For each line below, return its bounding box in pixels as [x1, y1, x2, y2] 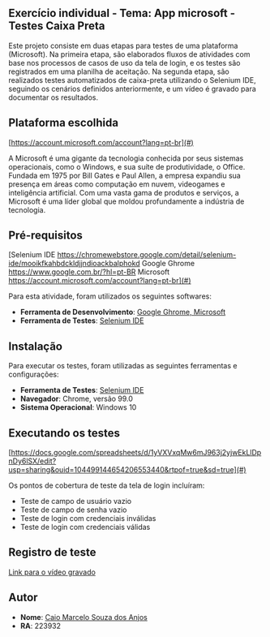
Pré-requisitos [8, 229, 84, 243]
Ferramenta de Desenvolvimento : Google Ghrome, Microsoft [19, 308, 226, 317]
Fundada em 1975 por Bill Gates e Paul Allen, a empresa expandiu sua [8, 170, 241, 180]
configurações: [8, 369, 59, 380]
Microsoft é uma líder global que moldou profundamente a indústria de [8, 196, 245, 206]
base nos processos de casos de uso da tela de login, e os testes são [8, 58, 241, 67]
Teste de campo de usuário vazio [19, 497, 132, 506]
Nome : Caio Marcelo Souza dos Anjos [19, 612, 148, 622]
